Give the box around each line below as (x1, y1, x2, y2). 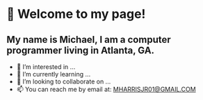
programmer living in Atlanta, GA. (6, 44, 154, 56)
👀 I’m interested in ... (16, 63, 76, 71)
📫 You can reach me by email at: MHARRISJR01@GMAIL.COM (16, 86, 196, 93)
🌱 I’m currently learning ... (16, 70, 91, 78)
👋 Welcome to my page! (6, 6, 146, 22)
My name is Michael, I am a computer (6, 34, 171, 46)
